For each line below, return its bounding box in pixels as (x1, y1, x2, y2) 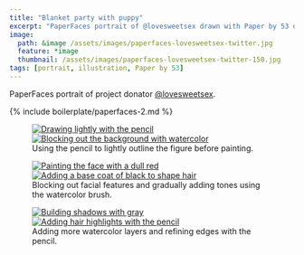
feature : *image (17, 47, 79, 56)
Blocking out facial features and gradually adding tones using (32, 179, 261, 190)
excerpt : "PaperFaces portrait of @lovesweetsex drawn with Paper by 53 (9, 22, 290, 31)
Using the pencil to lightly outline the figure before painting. (32, 142, 254, 154)
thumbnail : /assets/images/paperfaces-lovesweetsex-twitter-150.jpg (17, 55, 281, 64)
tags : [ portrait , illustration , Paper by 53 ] (9, 64, 184, 73)
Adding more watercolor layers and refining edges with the (32, 225, 252, 236)
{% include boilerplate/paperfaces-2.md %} (9, 106, 174, 117)
